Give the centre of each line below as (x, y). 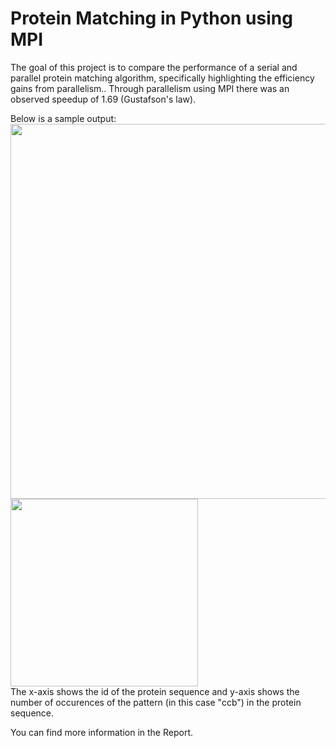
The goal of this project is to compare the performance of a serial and (154, 67)
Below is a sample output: (63, 118)
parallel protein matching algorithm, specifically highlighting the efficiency (162, 78)
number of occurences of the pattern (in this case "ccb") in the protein (156, 702)
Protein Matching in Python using (151, 18)
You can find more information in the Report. (102, 732)
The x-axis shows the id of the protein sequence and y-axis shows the (155, 691)
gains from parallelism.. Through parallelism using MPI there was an (150, 88)
